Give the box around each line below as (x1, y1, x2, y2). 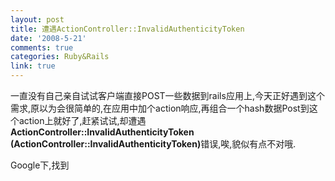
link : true (10, 61, 56, 71)
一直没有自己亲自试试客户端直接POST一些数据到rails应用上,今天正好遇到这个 (10, 90, 325, 101)
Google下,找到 (10, 159, 70, 171)
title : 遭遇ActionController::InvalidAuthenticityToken (10, 24, 245, 34)
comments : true (10, 42, 74, 53)
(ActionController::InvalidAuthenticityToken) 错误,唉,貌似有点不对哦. (10, 138, 297, 150)
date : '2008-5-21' (10, 33, 87, 43)
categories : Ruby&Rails (10, 52, 110, 62)
